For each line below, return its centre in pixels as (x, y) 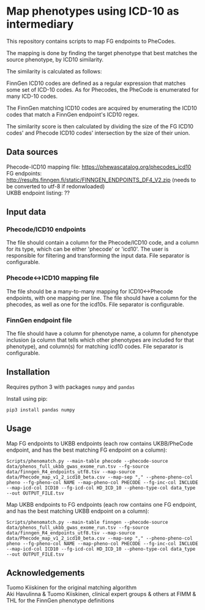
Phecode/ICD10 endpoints (46, 229)
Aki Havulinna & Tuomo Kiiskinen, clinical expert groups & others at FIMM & (101, 594)
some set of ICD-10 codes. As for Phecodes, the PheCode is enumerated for (102, 89)
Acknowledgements (46, 573)
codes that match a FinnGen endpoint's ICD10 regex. (73, 114)
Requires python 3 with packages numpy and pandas (71, 387)
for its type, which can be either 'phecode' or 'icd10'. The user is (88, 249)
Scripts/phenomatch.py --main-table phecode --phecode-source (87, 461)
